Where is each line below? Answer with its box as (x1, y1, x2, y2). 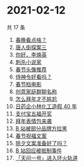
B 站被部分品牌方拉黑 (15, 125, 67, 132)
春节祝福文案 (15, 132, 47, 139)
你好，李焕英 (15, 51, 47, 58)
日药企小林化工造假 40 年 (15, 103, 77, 110)
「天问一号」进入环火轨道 (15, 154, 78, 161)
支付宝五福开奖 (15, 110, 52, 117)
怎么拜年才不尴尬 (15, 95, 57, 102)
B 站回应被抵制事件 (15, 147, 62, 154)
